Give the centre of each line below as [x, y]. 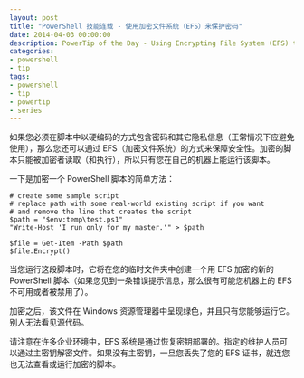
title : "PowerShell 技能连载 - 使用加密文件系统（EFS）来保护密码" [126, 26]
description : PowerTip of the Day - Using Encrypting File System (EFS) [149, 43]
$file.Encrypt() [40, 251]
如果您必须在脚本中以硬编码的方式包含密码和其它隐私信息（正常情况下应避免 [152, 137]
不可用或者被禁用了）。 [51, 292]
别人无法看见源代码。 [49, 323]
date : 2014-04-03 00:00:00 [60, 34]
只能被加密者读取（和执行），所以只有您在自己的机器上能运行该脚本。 [146, 160]
